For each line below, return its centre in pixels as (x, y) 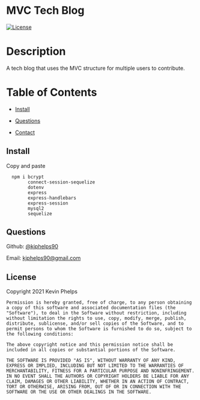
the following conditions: (40, 334)
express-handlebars (52, 198)
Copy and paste (26, 165)
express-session (48, 203)
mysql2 (36, 208)
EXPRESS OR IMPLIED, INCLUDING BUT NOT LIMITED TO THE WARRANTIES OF (95, 366)
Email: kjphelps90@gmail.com (44, 258)
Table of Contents (52, 92)
